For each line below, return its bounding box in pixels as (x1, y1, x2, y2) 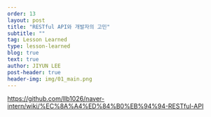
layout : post (7, 17, 46, 24)
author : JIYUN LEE (7, 62, 61, 69)
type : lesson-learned (7, 43, 71, 50)
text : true (7, 56, 39, 63)
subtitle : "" (7, 29, 46, 37)
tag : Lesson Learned (7, 36, 68, 43)
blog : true (7, 50, 39, 57)
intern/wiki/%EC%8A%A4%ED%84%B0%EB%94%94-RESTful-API (7, 102, 204, 111)
